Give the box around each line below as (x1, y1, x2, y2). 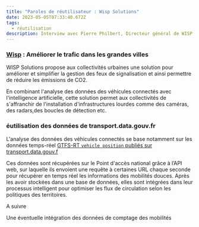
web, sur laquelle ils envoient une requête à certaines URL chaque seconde (6, 166, 191, 173)
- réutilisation (11, 25, 52, 31)
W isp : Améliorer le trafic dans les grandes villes (6, 51, 149, 59)
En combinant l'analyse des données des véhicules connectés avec (6, 88, 172, 95)
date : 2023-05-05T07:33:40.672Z (6, 14, 86, 20)
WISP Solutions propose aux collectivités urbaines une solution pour (6, 64, 173, 71)
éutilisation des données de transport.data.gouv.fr (6, 122, 156, 130)
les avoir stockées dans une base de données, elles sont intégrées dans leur (6, 178, 193, 185)
